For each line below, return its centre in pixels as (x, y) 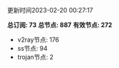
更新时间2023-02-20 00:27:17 (50, 10)
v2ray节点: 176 (38, 40)
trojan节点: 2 (35, 57)
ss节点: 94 (32, 48)
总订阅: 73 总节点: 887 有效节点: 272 (60, 25)
